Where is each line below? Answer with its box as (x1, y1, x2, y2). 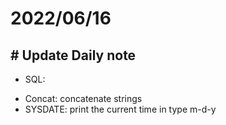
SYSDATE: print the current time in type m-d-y (24, 103, 217, 115)
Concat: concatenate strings (24, 93, 143, 104)
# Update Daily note (10, 47, 137, 64)
